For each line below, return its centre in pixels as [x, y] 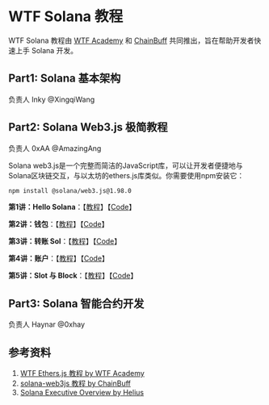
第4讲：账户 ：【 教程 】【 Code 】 [59, 258]
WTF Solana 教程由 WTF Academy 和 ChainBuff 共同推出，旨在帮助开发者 [131, 40]
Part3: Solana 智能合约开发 [76, 303]
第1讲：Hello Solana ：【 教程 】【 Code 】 [72, 207]
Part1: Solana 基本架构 [65, 79]
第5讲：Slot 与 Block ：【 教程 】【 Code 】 [73, 276]
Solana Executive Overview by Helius [82, 393]
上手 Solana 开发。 [46, 50]
